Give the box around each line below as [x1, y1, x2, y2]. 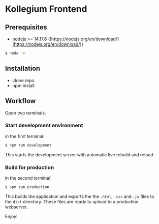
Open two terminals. [5, 110, 46, 116]
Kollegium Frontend [5, 3, 87, 15]
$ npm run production [5, 184, 50, 190]
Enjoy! [5, 213, 18, 219]
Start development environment [5, 122, 83, 129]
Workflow [5, 97, 36, 105]
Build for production [5, 164, 54, 170]
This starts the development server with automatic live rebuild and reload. [5, 151, 155, 158]
